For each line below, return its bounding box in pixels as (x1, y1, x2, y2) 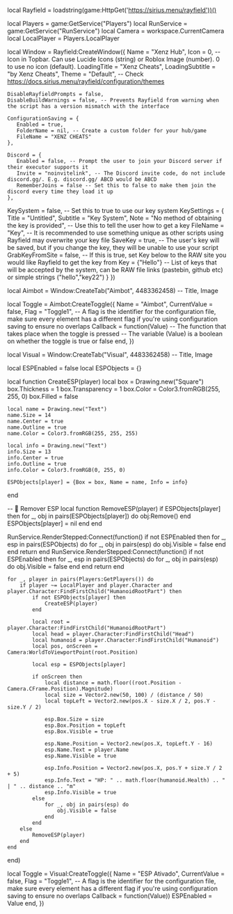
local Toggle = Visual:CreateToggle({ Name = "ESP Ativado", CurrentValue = (7, 869, 225, 878)
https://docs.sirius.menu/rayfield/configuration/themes (7, 77, 165, 86)
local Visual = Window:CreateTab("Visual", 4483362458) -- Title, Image (7, 351, 214, 358)
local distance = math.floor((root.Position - (44, 679, 182, 686)
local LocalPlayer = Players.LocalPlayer (7, 34, 120, 42)
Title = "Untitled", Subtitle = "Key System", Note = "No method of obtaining (7, 214, 222, 222)
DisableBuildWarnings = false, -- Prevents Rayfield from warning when (7, 97, 219, 104)
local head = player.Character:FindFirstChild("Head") (32, 631, 195, 638)
